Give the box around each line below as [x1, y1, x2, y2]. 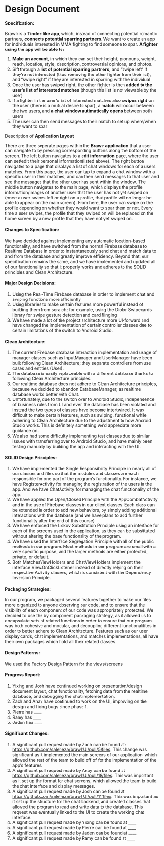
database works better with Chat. [12, 391, 80, 397]
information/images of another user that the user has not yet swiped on [5, 190, 149, 196]
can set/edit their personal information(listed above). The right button [5, 158, 144, 164]
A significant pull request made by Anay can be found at [12, 768, 125, 773]
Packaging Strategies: [5, 586, 51, 592]
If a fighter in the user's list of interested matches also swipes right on [12, 98, 154, 103]
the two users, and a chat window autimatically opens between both [12, 108, 152, 114]
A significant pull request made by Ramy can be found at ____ [12, 835, 136, 841]
